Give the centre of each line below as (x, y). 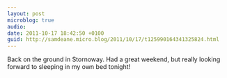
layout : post (26, 14)
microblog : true (31, 20)
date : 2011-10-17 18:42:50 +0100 (56, 33)
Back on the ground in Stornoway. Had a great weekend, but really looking (114, 59)
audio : (17, 26)
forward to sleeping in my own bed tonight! (69, 67)
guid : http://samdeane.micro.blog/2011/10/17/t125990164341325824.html (113, 40)
